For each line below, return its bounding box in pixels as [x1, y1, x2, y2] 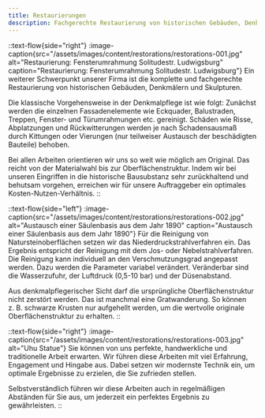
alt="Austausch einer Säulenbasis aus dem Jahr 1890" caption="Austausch [8, 220, 252, 230]
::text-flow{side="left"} [8, 203, 83, 213]
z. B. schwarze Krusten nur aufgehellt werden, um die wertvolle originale [8, 303, 244, 312]
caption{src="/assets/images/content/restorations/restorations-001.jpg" [8, 49, 243, 58]
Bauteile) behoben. [8, 140, 70, 149]
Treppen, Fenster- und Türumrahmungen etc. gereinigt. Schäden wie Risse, [8, 114, 253, 124]
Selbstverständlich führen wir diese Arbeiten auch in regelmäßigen [8, 383, 226, 393]
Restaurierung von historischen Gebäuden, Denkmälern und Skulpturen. [8, 82, 242, 91]
